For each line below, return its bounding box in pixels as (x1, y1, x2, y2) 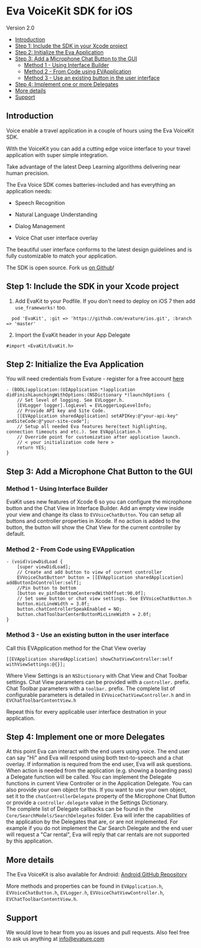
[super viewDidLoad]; (17, 564, 71, 570)
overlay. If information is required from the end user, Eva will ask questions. (6, 761, 193, 768)
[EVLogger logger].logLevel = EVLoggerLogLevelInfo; (17, 402, 152, 409)
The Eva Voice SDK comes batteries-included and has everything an (6, 181, 176, 188)
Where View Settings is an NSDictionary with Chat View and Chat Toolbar (6, 672, 188, 679)
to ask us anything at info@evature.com (6, 935, 105, 943)
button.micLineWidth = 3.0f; (17, 601, 90, 607)
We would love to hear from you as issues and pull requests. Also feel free (6, 929, 190, 936)
